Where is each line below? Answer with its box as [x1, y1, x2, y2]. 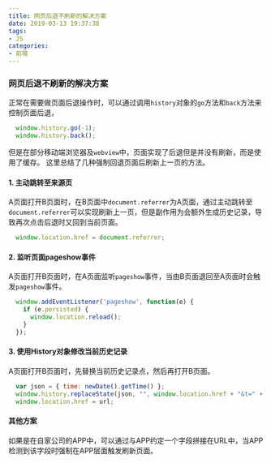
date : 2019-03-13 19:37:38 [8, 19, 100, 28]
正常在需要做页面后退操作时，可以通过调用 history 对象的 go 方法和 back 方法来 [8, 98, 262, 108]
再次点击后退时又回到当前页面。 [15, 217, 123, 227]
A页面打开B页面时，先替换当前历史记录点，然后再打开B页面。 [8, 366, 215, 375]
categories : [8, 42, 49, 50]
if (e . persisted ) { [23, 306, 89, 314]
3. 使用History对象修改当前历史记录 [8, 346, 128, 357]
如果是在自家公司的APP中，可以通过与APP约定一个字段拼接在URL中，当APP [8, 435, 264, 445]
